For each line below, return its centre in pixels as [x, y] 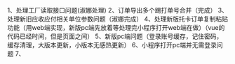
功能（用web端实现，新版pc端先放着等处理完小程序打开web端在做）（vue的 [116, 27]
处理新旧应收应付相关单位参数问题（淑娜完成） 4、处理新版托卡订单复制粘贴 [117, 19]
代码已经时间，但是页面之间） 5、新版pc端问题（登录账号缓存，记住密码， [115, 36]
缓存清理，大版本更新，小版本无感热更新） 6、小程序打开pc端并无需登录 [112, 45]
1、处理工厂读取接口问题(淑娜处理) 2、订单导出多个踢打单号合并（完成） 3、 [117, 10]
